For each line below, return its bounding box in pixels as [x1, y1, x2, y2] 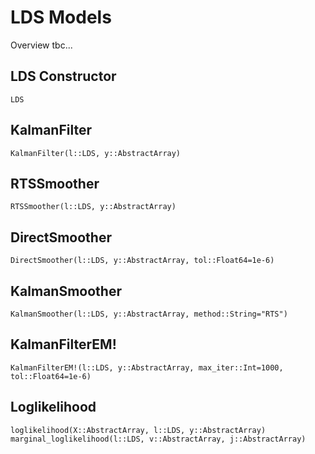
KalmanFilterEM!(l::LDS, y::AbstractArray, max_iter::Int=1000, [10, 362, 284, 373]
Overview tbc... [10, 39, 73, 51]
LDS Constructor [10, 68, 117, 85]
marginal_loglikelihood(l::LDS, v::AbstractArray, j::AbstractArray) [10, 434, 307, 444]
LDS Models [10, 6, 112, 29]
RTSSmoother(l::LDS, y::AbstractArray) [10, 202, 177, 212]
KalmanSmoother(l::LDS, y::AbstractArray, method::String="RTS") [10, 309, 288, 319]
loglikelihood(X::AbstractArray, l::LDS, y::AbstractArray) [10, 425, 267, 435]
